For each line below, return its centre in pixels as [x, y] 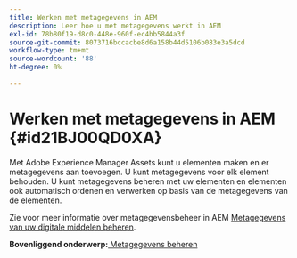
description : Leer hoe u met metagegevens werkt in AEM [115, 26]
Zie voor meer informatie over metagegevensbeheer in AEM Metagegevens [148, 217]
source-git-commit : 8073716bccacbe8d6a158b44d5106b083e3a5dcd [127, 42]
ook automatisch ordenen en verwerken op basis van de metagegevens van [148, 190]
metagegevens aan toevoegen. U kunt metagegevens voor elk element [139, 172]
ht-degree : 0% [36, 68]
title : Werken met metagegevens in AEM [83, 17]
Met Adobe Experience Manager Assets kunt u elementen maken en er [139, 162]
